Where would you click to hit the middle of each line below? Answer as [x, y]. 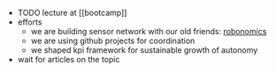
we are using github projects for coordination [113, 40]
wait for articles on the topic [69, 59]
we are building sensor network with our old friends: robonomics [149, 31]
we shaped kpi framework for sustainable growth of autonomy [144, 50]
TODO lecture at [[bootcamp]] [72, 13]
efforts [30, 22]
